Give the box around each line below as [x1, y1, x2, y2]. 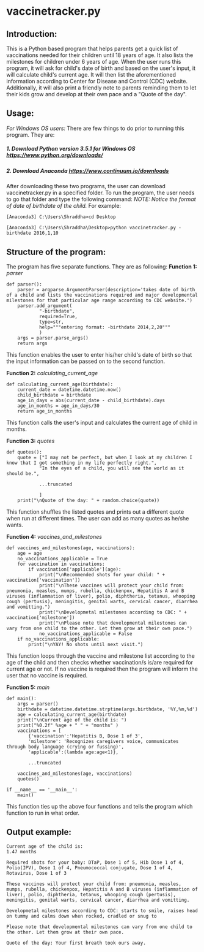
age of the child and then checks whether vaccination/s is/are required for [6, 658, 194, 666]
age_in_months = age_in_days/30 [17, 403, 100, 409]
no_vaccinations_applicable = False [38, 630, 133, 637]
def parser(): [6, 281, 43, 288]
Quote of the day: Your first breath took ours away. [6, 940, 147, 946]
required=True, [38, 313, 78, 319]
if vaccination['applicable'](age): [28, 566, 122, 573]
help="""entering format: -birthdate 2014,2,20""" [38, 324, 171, 330]
